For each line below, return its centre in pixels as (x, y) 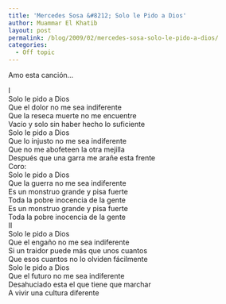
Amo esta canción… (41, 75)
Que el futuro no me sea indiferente (66, 276)
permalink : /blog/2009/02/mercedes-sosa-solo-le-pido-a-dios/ (113, 38)
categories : (28, 45)
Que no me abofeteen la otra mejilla (66, 149)
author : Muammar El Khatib (53, 23)
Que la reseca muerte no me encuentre (72, 115)
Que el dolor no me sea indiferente (65, 107)
